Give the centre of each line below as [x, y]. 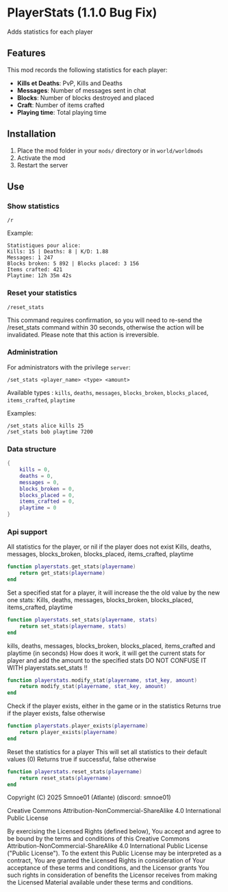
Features [26, 53]
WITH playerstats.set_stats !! [47, 667]
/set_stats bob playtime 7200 [50, 432]
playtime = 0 [38, 508]
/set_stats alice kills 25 [46, 426]
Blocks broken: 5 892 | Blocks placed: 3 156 [73, 264]
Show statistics [34, 206]
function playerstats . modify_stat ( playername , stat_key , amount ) [102, 680]
